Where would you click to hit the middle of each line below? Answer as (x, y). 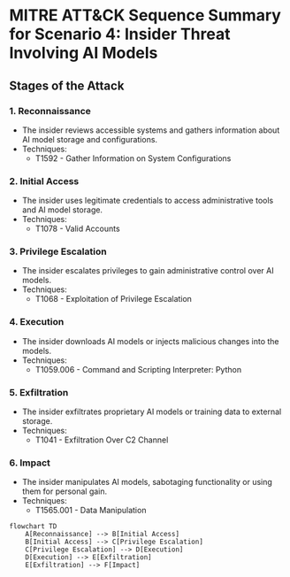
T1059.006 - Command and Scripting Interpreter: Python (138, 369)
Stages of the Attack (67, 85)
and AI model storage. (62, 210)
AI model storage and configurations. (89, 139)
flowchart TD (33, 527)
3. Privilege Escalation (58, 251)
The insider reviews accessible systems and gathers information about (151, 130)
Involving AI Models (84, 53)
